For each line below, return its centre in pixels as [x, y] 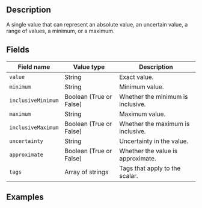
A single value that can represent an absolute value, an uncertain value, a [97, 24]
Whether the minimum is [154, 96]
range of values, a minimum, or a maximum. [60, 31]
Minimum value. [142, 87]
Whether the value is [148, 151]
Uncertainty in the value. [154, 141]
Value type [89, 67]
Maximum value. [142, 114]
